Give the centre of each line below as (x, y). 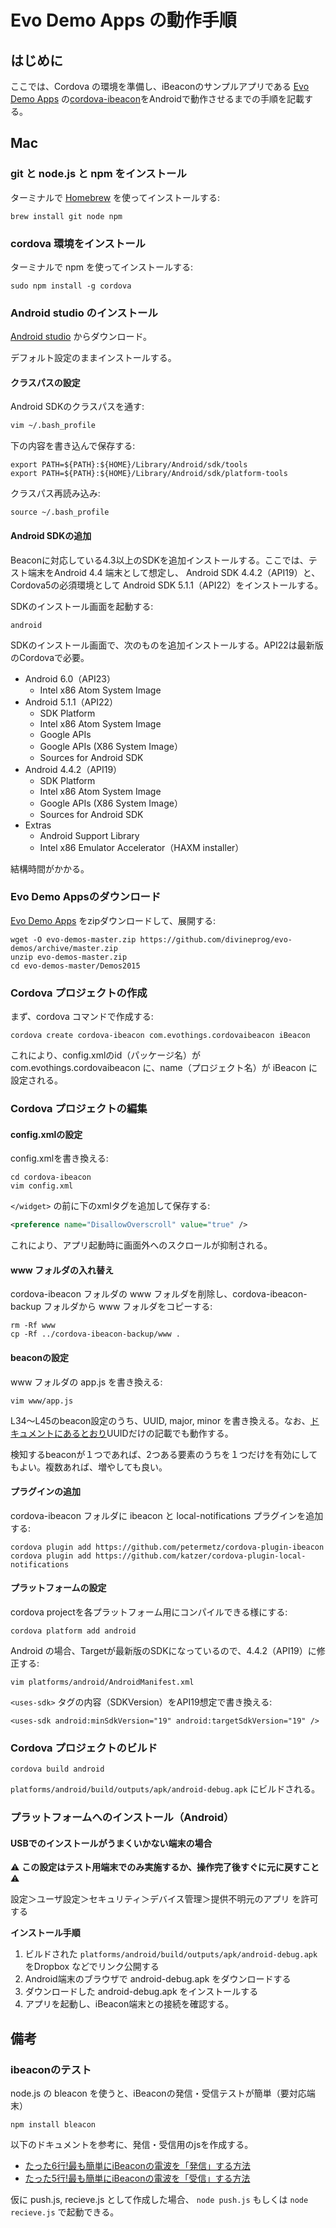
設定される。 (36, 1080)
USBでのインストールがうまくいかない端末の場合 (111, 1843)
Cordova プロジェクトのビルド (84, 1748)
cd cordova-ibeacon (51, 1177)
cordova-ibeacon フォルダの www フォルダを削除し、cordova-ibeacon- (159, 1294)
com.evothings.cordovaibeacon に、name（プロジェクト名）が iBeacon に (164, 1068)
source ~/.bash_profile (60, 512)
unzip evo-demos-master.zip (69, 957)
